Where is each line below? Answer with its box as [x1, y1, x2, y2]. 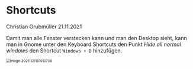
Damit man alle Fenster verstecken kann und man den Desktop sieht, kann [6, 34, 188, 41]
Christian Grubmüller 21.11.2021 [6, 23, 82, 30]
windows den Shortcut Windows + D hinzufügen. [6, 47, 123, 54]
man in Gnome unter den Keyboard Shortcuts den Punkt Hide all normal [6, 41, 182, 48]
